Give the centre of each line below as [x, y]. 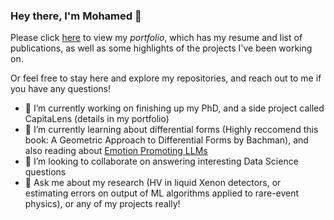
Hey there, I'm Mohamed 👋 [76, 16]
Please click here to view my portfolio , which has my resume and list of [156, 38]
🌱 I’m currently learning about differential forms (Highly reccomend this [171, 130]
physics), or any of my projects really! [102, 204]
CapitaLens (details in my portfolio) [97, 119]
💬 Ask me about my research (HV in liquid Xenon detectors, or [153, 183]
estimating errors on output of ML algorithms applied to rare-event [162, 193]
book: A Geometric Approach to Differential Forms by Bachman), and [166, 140]
